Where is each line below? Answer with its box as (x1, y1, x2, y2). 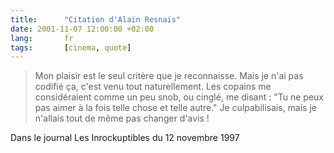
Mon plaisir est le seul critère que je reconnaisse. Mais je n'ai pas (34, 70, 304, 82)
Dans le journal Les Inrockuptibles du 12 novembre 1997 (10, 132, 240, 144)
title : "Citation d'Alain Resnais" (10, 14, 182, 25)
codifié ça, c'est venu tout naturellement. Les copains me (34, 81, 272, 93)
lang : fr (10, 33, 74, 43)
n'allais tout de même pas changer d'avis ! (34, 112, 210, 125)
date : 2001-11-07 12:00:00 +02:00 (10, 24, 155, 34)
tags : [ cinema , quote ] (10, 42, 132, 53)
